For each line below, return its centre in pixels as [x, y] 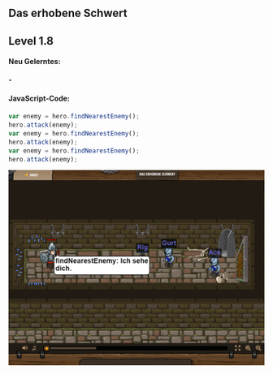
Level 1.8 [31, 41]
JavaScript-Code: [39, 98]
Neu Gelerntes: [35, 62]
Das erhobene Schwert [68, 13]
